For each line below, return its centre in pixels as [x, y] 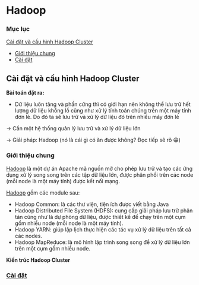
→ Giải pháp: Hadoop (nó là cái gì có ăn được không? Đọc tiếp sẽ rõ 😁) [94, 140]
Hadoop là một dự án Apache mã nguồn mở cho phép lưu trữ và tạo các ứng [99, 168]
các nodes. [29, 236]
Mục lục [18, 29]
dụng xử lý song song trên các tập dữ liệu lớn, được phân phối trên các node [100, 175]
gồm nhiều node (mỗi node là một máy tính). [69, 223]
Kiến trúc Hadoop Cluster [38, 260]
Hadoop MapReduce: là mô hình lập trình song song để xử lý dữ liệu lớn [102, 242]
